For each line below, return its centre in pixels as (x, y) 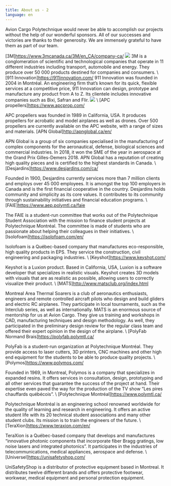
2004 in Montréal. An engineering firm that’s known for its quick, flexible (81, 83)
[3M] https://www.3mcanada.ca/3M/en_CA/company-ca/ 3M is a (76, 56)
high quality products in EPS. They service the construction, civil (73, 252)
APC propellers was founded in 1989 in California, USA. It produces (76, 115)
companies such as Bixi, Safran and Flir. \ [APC (58, 100)
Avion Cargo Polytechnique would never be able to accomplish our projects (84, 29)
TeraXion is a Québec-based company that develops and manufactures (80, 435)
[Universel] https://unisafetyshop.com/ (45, 457)
